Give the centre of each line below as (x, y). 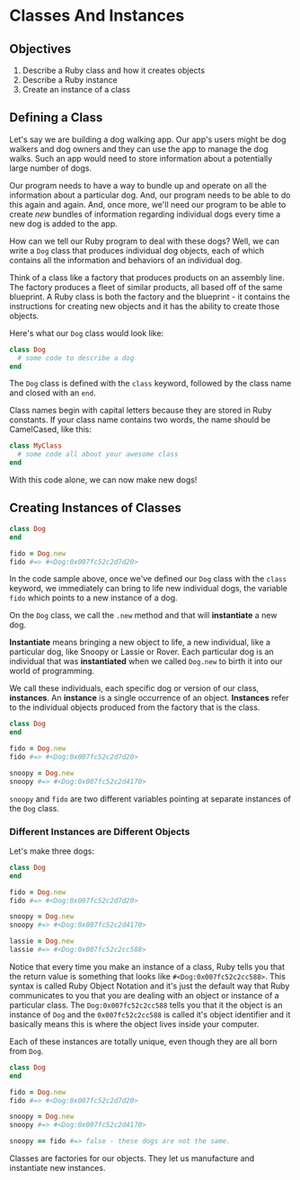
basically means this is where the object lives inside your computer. (134, 1024)
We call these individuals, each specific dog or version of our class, (134, 688)
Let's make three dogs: (52, 851)
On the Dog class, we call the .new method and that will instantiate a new (143, 616)
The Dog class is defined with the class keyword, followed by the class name (150, 384)
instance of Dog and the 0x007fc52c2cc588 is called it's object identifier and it (150, 1014)
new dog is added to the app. (64, 223)
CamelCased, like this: (51, 430)
